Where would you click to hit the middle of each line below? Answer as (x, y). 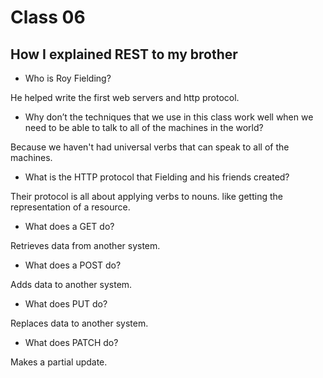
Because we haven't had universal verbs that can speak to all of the (150, 147)
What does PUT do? (66, 304)
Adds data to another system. (71, 284)
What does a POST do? (73, 265)
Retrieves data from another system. (85, 245)
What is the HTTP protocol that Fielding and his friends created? (157, 177)
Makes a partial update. (59, 362)
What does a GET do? (69, 226)
